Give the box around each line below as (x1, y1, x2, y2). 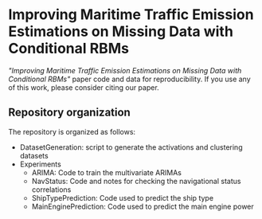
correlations (31, 185, 72, 194)
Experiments (19, 159, 61, 169)
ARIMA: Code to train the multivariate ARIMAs (31, 167, 182, 177)
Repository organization (8, 106, 131, 119)
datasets (19, 151, 49, 160)
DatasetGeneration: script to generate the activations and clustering (19, 142, 243, 152)
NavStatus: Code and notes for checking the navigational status (31, 176, 241, 186)
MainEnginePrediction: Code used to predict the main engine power (31, 201, 255, 211)
